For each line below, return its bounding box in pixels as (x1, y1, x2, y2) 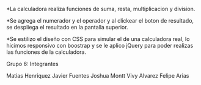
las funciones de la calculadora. (6, 48, 87, 56)
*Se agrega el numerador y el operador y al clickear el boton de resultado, (6, 17, 194, 24)
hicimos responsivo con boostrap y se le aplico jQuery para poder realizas (6, 42, 194, 49)
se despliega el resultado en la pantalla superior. (6, 24, 128, 31)
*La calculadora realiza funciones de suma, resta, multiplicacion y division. (6, 6, 196, 12)
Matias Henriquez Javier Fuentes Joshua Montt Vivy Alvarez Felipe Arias (6, 72, 189, 79)
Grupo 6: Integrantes (6, 61, 59, 67)
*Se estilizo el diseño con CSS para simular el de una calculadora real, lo (6, 35, 190, 42)
